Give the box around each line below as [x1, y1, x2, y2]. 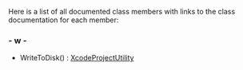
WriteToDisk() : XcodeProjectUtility [19, 53, 134, 63]
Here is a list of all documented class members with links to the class [8, 7, 236, 16]
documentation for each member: [8, 15, 119, 25]
